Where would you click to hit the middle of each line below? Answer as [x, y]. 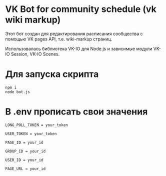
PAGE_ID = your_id [24, 142]
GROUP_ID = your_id [25, 151]
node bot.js [17, 92]
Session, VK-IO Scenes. [35, 54]
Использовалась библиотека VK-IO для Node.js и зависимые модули [79, 48]
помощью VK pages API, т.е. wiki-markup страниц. [59, 39]
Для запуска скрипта [52, 74]
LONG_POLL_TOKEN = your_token [37, 125]
